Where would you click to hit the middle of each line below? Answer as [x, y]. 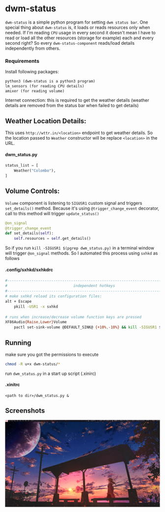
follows [12, 258]
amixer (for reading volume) [35, 91]
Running [18, 343]
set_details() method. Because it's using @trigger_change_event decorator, [82, 208]
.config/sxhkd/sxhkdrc [29, 270]
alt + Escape [18, 301]
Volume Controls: [32, 191]
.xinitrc [13, 385]
